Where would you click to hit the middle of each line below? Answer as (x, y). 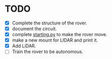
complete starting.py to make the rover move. (60, 35)
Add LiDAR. (24, 46)
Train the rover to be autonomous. (48, 52)
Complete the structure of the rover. (49, 23)
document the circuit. (34, 29)
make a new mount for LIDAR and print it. (55, 40)
